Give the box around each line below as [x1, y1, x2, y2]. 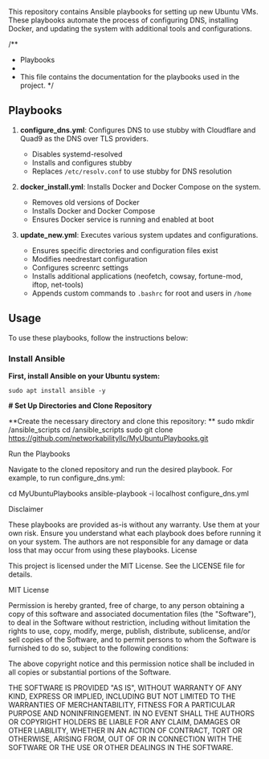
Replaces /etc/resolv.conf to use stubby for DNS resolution [31, 166, 233, 176]
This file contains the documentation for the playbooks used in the [19, 72, 240, 81]
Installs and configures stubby [31, 157, 132, 167]
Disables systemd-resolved [31, 149, 123, 159]
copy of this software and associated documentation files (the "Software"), [8, 609, 257, 618]
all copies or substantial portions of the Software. [8, 667, 171, 677]
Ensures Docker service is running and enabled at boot [31, 214, 214, 224]
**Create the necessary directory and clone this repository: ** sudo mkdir [8, 416, 255, 426]
